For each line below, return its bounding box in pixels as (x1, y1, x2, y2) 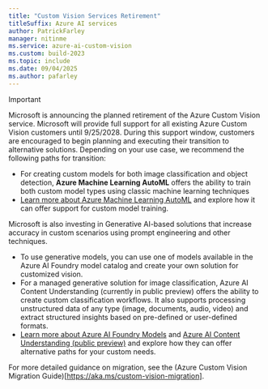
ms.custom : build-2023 (8, 49, 85, 58)
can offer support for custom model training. (19, 203, 168, 213)
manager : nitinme (8, 34, 67, 43)
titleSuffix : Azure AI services (8, 19, 117, 28)
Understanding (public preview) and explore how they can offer (19, 338, 232, 348)
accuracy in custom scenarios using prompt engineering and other (8, 228, 231, 237)
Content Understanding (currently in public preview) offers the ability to (19, 286, 259, 296)
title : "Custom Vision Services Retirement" (8, 11, 161, 20)
